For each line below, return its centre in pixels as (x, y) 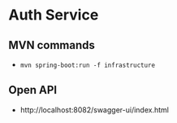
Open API (33, 90)
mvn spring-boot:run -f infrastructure (88, 65)
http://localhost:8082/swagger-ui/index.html (94, 110)
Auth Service (54, 15)
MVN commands (52, 45)
